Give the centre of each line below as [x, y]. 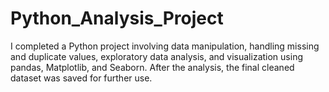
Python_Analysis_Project [117, 18]
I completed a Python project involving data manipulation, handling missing [165, 46]
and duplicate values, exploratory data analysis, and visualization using [156, 56]
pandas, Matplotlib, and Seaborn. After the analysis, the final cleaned [152, 67]
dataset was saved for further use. [81, 78]
